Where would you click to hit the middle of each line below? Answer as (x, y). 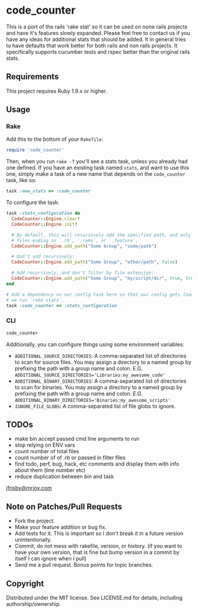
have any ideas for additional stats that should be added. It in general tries (96, 39)
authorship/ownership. (34, 604)
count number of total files (47, 451)
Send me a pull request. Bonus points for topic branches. (84, 565)
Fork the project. (35, 521)
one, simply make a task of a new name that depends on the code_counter (96, 174)
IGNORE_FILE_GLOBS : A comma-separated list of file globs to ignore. (95, 406)
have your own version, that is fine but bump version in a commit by (97, 552)
